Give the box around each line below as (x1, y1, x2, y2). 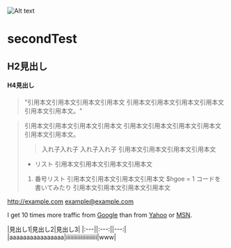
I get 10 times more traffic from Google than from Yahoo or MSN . (7, 210, 193, 219)
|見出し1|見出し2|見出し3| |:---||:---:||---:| (7, 225, 127, 233)
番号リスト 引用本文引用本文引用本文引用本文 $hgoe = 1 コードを (34, 174, 221, 183)
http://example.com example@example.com (7, 197, 134, 206)
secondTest (7, 31, 78, 47)
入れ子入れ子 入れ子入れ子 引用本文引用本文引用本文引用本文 (41, 145, 216, 153)
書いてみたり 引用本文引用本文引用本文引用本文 (34, 183, 171, 192)
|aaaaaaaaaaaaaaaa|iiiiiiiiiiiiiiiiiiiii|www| (7, 233, 116, 241)
